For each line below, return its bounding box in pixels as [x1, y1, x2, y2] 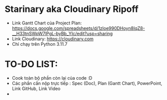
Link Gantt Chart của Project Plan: [11, 20, 82, 26]
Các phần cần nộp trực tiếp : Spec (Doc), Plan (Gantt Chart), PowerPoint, [11, 80, 162, 86]
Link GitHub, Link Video [11, 86, 61, 92]
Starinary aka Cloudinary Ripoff [4, 3, 138, 15]
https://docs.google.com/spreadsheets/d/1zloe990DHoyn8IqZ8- [11, 25, 145, 31]
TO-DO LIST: [4, 59, 58, 70]
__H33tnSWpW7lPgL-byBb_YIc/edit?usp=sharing [11, 30, 113, 36]
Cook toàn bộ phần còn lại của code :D [11, 75, 92, 81]
